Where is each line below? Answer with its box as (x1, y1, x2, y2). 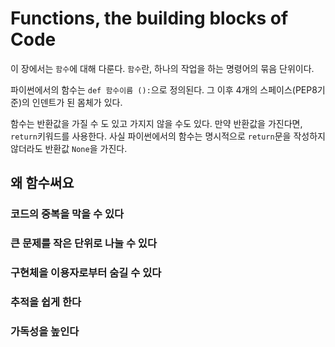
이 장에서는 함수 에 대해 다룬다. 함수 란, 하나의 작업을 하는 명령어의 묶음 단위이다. (10, 62, 315, 74)
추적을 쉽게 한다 (10, 295, 82, 309)
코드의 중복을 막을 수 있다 (10, 207, 125, 221)
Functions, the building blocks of (10, 7, 289, 30)
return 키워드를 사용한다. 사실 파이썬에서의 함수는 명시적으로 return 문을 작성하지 (10, 130, 326, 142)
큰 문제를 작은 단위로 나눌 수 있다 (10, 237, 157, 251)
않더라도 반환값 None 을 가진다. (10, 142, 128, 154)
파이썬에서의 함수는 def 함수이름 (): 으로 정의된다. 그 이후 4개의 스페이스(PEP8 (10, 83, 318, 96)
